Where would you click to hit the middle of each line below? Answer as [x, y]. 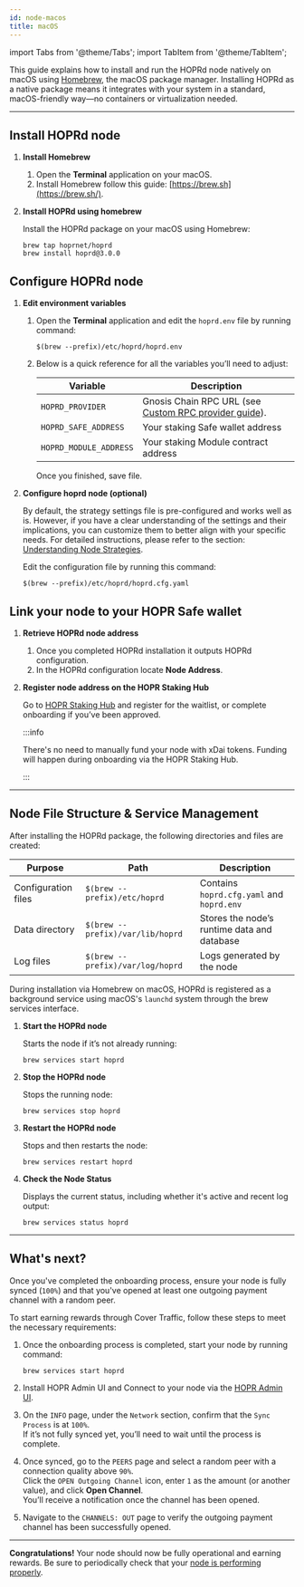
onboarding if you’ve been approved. [91, 714]
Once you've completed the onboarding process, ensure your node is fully [148, 1280]
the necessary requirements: [63, 1327]
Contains [218, 882]
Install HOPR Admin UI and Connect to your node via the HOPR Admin [152, 1388]
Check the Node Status [67, 1178]
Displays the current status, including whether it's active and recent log [155, 1196]
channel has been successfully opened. [97, 1526]
